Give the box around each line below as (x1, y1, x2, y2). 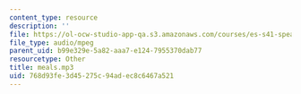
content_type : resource (9, 13, 99, 22)
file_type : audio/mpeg (9, 38, 94, 47)
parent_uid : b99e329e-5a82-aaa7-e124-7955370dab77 (9, 47, 202, 56)
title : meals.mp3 (9, 64, 74, 73)
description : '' (9, 21, 70, 30)
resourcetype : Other (9, 55, 87, 64)
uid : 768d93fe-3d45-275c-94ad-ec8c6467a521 (9, 72, 175, 81)
